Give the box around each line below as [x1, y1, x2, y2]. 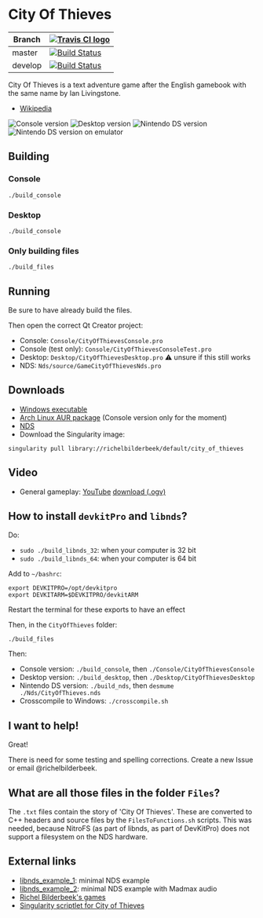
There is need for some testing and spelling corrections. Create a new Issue [8, 755, 254, 765]
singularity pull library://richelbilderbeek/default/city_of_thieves [8, 444, 244, 452]
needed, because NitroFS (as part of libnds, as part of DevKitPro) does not [8, 824, 250, 833]
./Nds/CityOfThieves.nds [19, 689, 101, 697]
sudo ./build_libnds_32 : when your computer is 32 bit [19, 546, 196, 555]
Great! [8, 740, 29, 749]
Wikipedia [19, 104, 53, 113]
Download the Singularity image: [19, 430, 126, 439]
